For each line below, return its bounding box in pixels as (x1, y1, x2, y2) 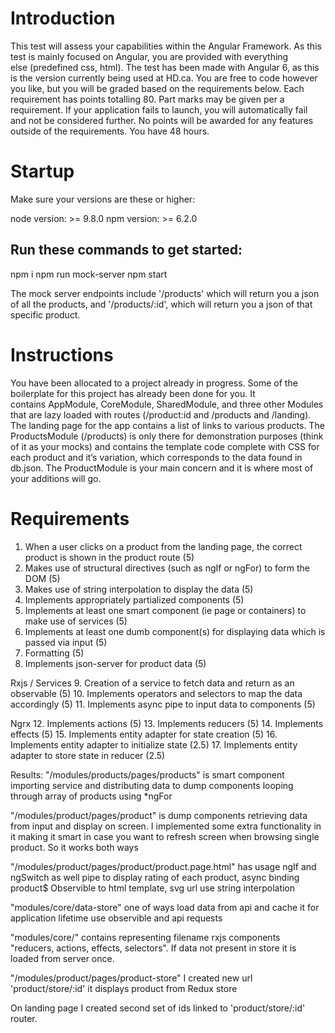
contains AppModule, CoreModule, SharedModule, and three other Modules (10, 398, 324, 410)
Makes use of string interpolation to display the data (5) (24, 583, 254, 595)
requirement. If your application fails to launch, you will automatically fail (10, 103, 308, 116)
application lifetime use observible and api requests (10, 912, 223, 924)
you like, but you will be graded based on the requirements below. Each (10, 82, 305, 94)
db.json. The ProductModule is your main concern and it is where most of (10, 462, 314, 474)
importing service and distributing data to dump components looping (10, 779, 294, 791)
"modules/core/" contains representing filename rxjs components (10, 931, 281, 943)
